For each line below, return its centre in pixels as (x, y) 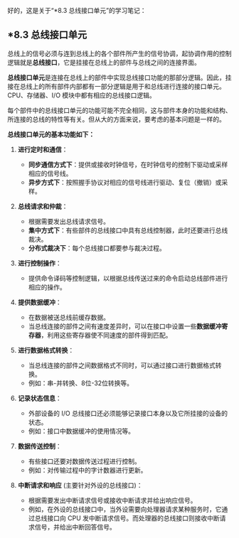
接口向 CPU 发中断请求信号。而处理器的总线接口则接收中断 (134, 518)
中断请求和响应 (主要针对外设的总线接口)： (80, 485)
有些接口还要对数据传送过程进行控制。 (84, 461)
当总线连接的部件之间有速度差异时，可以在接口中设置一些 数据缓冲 (125, 326)
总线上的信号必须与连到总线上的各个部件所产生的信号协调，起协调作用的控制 (119, 53)
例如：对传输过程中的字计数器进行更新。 (87, 470)
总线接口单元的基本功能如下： (51, 134)
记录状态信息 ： (39, 398)
